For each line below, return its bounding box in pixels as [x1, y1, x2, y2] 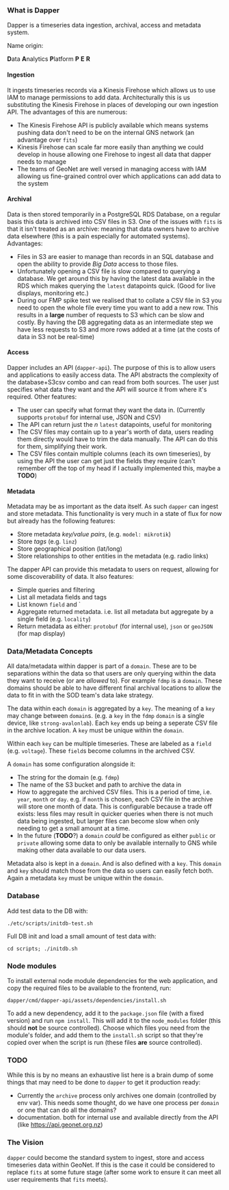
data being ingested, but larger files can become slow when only [16, 817, 200, 826]
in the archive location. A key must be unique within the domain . [7, 726, 185, 734]
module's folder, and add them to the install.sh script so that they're [7, 1031, 204, 1039]
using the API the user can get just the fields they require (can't [16, 456, 196, 464]
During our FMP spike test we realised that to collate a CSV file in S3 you [16, 296, 222, 304]
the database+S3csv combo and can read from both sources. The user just [7, 377, 219, 386]
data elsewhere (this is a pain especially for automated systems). [7, 232, 190, 240]
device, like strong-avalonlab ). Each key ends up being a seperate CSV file [7, 719, 218, 728]
